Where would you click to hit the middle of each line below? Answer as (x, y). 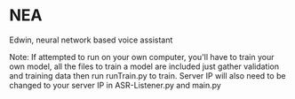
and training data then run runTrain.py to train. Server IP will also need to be (147, 75)
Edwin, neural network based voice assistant (91, 40)
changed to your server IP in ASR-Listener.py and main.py (116, 85)
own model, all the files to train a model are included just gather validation (144, 66)
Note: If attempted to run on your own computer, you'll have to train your (142, 57)
